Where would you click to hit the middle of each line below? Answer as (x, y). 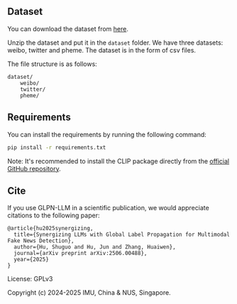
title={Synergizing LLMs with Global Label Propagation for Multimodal (122, 235)
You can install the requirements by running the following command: (107, 134)
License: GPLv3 (30, 279)
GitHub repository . (34, 168)
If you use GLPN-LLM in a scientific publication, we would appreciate (108, 208)
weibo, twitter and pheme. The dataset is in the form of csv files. (102, 50)
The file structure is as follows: (52, 64)
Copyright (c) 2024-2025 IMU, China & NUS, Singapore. (89, 293)
